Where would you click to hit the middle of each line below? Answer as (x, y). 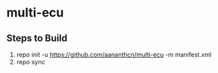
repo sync (31, 62)
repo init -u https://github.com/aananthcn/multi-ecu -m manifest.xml (114, 54)
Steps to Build (37, 38)
